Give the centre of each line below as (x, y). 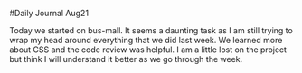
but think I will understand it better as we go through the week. (126, 59)
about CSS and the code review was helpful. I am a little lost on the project (148, 50)
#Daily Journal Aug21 (49, 13)
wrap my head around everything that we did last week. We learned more (146, 40)
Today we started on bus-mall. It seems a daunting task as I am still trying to (151, 30)
